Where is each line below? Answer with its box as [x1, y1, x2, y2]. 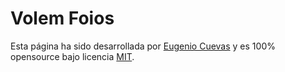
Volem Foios [10, 7, 115, 30]
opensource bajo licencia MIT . [10, 50, 135, 62]
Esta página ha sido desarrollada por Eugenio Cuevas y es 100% [10, 40, 276, 52]
